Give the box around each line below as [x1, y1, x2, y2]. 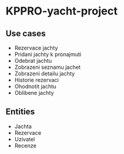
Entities [5, 107, 35, 117]
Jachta [14, 123, 32, 130]
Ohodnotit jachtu [14, 83, 57, 90]
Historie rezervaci [14, 77, 59, 83]
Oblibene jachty [14, 89, 54, 96]
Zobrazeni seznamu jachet [14, 63, 81, 71]
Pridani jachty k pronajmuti [14, 51, 82, 58]
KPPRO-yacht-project [5, 4, 118, 18]
